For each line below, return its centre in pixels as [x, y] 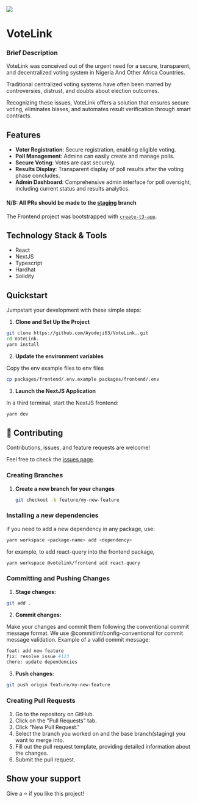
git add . [19, 603]
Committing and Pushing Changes [58, 579]
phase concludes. [38, 176]
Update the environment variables [59, 356]
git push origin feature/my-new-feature [59, 685]
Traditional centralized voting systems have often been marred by [89, 84]
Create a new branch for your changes [65, 488]
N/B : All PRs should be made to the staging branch [72, 202]
